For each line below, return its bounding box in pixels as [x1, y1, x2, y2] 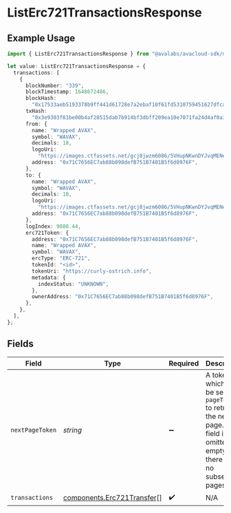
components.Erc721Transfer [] [63, 493, 162, 503]
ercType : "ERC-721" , [32, 255, 91, 262]
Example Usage [7, 32, 76, 44]
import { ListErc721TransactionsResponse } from [7, 50, 149, 57]
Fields [7, 338, 34, 350]
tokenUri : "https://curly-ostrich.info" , [32, 267, 153, 275]
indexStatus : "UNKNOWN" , [37, 280, 109, 287]
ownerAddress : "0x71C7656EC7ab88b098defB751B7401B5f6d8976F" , [32, 293, 214, 300]
